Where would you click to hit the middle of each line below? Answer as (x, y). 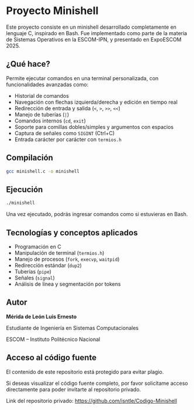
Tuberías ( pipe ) (33, 271)
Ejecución (25, 189)
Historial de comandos (41, 95)
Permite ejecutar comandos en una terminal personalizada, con (82, 78)
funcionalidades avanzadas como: (47, 84)
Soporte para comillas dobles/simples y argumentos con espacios (94, 127)
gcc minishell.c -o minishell (43, 171)
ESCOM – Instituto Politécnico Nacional (53, 339)
